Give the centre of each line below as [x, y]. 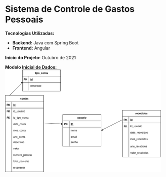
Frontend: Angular [31, 48]
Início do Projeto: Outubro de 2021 [41, 57]
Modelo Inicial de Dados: [31, 67]
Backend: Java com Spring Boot [45, 42]
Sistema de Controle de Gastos [70, 9]
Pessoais [24, 19]
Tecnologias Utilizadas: [30, 33]
